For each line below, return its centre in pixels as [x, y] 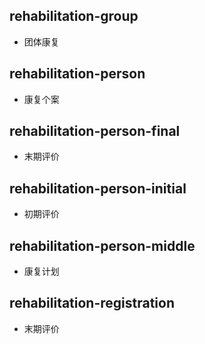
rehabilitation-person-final [95, 131]
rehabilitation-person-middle [102, 245]
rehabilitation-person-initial [98, 188]
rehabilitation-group [74, 16]
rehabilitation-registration [92, 303]
